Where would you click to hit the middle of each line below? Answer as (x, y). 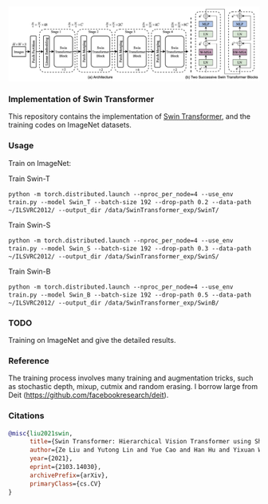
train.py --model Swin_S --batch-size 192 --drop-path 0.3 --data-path (130, 248)
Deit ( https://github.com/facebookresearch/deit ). (89, 395)
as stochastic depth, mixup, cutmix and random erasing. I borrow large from (133, 387)
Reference (29, 360)
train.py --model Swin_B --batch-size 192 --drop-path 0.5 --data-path (130, 295)
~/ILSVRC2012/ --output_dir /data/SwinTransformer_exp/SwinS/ (114, 256)
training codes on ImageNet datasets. (70, 125)
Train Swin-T (29, 179)
